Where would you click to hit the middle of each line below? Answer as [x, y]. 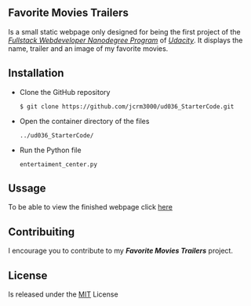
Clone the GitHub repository [65, 92]
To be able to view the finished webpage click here [90, 207]
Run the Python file [50, 150]
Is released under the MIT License [64, 294]
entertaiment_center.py [58, 164]
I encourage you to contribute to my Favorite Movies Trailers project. [121, 251]
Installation [36, 73]
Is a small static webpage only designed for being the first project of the [124, 31]
